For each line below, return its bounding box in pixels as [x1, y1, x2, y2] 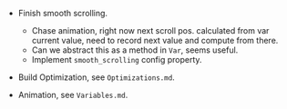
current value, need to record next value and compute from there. [31, 35, 279, 45]
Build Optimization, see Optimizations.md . [17, 72, 175, 83]
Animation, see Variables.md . [17, 90, 128, 100]
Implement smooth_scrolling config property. [31, 54, 202, 64]
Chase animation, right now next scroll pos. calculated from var [31, 25, 270, 35]
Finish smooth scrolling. [17, 8, 108, 18]
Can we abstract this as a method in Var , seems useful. [31, 45, 239, 55]
